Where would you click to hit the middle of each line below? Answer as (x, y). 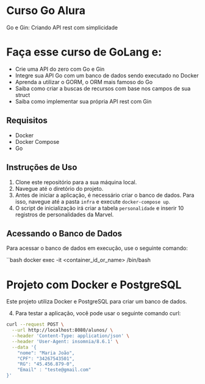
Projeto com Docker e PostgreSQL (94, 285)
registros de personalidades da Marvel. (64, 215)
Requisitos (27, 120)
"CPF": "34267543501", (46, 358)
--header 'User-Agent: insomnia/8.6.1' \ (65, 341)
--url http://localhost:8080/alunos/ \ (63, 330)
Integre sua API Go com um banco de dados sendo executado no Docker (107, 75)
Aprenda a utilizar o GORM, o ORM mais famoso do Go (84, 82)
